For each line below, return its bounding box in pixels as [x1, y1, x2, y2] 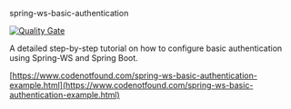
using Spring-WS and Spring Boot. [9, 53, 138, 63]
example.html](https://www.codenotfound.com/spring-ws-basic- [9, 80, 254, 90]
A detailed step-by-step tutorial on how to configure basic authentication [9, 43, 283, 54]
